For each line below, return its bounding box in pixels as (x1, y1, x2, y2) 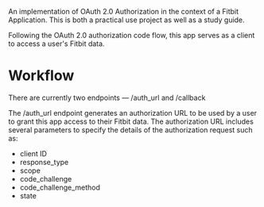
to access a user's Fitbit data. (8, 39, 105, 48)
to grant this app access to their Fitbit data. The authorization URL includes (8, 117, 254, 126)
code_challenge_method (19, 182, 101, 192)
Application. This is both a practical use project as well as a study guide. (8, 15, 245, 25)
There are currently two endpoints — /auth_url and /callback (8, 93, 206, 102)
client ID (19, 148, 48, 158)
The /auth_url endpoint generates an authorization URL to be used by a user (8, 108, 257, 117)
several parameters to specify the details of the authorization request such (8, 125, 253, 134)
